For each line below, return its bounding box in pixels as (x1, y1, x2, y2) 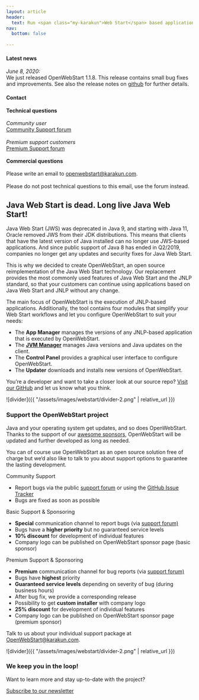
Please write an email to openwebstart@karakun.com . (6, 170, 138, 177)
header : (6, 14, 25, 20)
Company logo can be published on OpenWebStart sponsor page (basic (14, 538, 191, 546)
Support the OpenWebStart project (6, 411, 108, 419)
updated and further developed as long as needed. (6, 437, 130, 444)
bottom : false (11, 31, 46, 37)
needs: (6, 317, 23, 324)
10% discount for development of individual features (14, 532, 144, 539)
